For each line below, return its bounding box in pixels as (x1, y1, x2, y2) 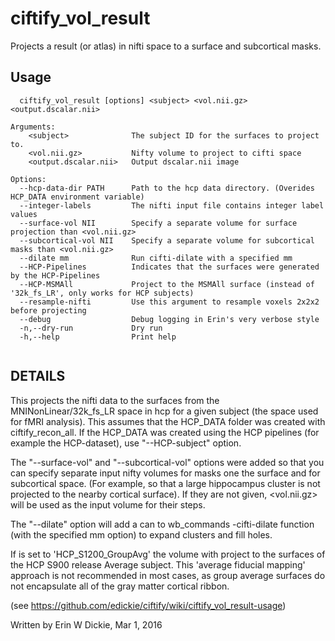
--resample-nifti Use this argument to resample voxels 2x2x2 (19, 297, 320, 307)
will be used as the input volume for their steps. (10, 498, 206, 511)
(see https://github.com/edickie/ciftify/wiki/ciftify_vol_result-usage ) (10, 599, 287, 611)
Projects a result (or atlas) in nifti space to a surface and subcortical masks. (10, 40, 322, 52)
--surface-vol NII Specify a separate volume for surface (19, 218, 298, 228)
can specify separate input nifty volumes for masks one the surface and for (10, 467, 321, 479)
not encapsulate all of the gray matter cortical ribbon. (10, 580, 230, 592)
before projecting (10, 305, 87, 316)
